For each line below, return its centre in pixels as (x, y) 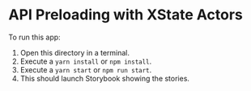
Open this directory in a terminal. (75, 52)
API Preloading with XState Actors (125, 15)
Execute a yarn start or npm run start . (86, 69)
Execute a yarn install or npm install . (86, 61)
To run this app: (34, 37)
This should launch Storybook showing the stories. (105, 78)
